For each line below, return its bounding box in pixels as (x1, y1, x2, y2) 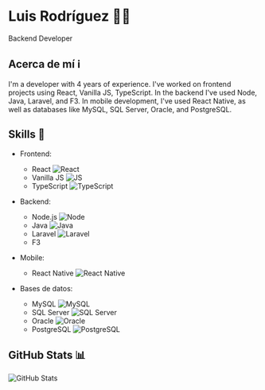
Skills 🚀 (8, 127, 45, 142)
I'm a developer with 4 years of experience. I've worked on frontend (8, 79, 232, 88)
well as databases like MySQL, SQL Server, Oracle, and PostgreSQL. (8, 104, 232, 114)
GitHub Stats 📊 (8, 348, 86, 361)
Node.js (31, 212, 58, 221)
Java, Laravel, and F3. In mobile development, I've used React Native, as (8, 96, 247, 106)
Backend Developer (8, 33, 73, 43)
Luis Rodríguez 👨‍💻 (8, 7, 131, 25)
